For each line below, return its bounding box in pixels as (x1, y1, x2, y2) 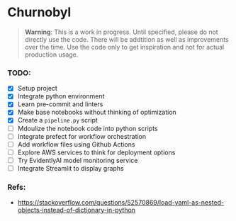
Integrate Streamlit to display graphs (17, 164, 124, 172)
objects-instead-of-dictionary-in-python (17, 206, 136, 215)
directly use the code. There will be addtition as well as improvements (24, 35, 229, 43)
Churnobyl (7, 4, 72, 21)
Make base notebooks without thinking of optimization (17, 108, 177, 117)
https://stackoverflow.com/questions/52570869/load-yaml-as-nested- (17, 198, 225, 207)
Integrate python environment (17, 92, 105, 101)
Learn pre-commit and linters (17, 100, 103, 108)
